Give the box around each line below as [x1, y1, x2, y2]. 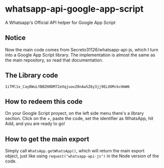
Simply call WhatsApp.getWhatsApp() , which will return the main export [5, 148, 145, 154]
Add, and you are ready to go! [5, 121, 65, 126]
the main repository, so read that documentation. [5, 57, 103, 63]
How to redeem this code [5, 97, 83, 105]
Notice [5, 34, 26, 42]
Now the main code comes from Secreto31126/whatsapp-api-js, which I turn [5, 46, 159, 52]
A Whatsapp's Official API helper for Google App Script [5, 20, 116, 25]
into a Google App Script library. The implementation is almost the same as [5, 52, 155, 58]
